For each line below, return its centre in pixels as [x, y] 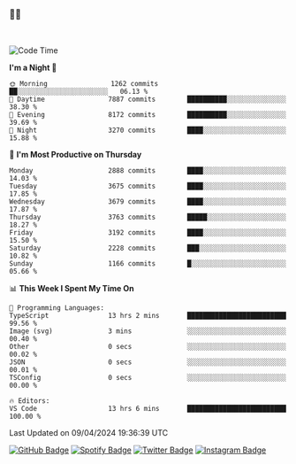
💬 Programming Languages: [57, 308]
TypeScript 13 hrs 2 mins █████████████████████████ [148, 316]
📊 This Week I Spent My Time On [72, 289]
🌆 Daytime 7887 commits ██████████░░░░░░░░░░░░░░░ [148, 100]
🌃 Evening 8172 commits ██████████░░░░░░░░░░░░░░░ [148, 115]
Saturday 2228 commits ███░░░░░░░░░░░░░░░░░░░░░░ [148, 248]
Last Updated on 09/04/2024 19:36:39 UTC [89, 433]
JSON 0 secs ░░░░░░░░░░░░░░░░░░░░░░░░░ [148, 362]
